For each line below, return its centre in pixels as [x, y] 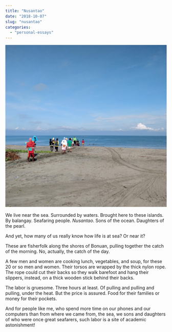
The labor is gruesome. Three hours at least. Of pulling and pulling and [80, 288]
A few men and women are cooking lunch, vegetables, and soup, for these [84, 262]
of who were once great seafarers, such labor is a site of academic [76, 320]
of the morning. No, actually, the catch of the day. [58, 251]
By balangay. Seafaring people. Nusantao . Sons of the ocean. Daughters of [85, 220]
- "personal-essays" [32, 33]
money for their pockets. [31, 299]
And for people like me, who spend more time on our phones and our [78, 309]
